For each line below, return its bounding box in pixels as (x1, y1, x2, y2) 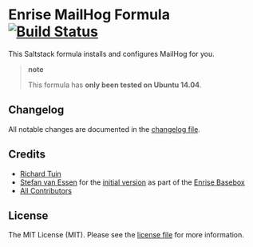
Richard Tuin (19, 169, 61, 178)
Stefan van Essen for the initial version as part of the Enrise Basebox (19, 177, 245, 187)
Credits (8, 148, 46, 161)
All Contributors (19, 185, 72, 195)
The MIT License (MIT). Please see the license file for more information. (8, 230, 245, 240)
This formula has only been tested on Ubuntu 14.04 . (27, 80, 202, 90)
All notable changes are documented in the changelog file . (8, 124, 201, 133)
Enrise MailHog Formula (8, 6, 170, 24)
